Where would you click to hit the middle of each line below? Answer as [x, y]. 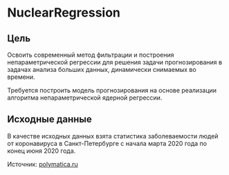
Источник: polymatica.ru [43, 164]
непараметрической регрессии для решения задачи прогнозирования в [115, 62]
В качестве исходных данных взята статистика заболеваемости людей [113, 136]
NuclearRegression [64, 13]
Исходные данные [49, 119]
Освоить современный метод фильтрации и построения [91, 55]
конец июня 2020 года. [42, 151]
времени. [21, 77]
